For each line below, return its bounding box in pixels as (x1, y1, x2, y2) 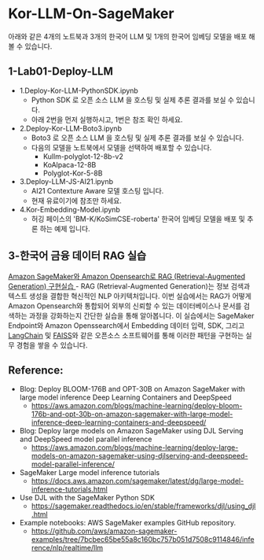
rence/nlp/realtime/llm (31, 543, 104, 553)
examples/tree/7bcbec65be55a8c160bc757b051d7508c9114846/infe (31, 535, 255, 544)
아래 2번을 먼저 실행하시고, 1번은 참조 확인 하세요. (31, 115, 183, 124)
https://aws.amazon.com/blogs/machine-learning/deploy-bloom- (31, 401, 243, 411)
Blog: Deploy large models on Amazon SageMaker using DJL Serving (19, 426, 244, 436)
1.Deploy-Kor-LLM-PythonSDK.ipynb (19, 86, 139, 95)
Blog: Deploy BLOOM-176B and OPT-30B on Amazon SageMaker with (19, 385, 246, 394)
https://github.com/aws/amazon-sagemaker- (31, 526, 178, 536)
